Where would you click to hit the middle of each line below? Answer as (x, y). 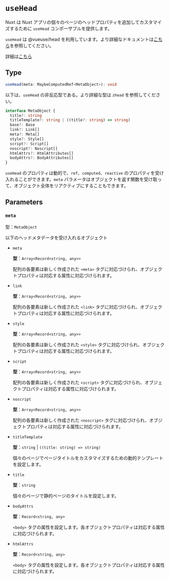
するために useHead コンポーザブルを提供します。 (61, 28)
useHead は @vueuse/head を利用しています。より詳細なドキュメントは (79, 39)
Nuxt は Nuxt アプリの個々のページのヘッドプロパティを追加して (72, 22)
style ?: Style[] (27, 139)
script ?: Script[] (29, 144)
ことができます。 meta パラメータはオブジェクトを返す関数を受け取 (88, 179)
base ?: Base (23, 125)
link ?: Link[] (25, 130)
